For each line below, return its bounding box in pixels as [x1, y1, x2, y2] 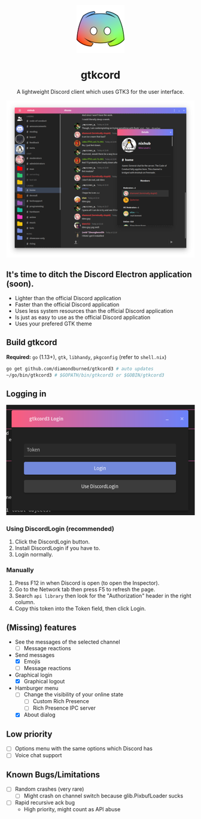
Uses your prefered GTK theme [14, 320, 92, 327]
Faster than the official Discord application [14, 301, 120, 308]
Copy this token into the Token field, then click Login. [14, 605, 147, 612]
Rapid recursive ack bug [14, 799, 75, 806]
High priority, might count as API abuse [23, 806, 121, 813]
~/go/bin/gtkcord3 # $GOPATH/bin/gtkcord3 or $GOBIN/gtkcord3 [6, 372, 165, 378]
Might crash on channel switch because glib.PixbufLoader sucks [23, 792, 184, 800]
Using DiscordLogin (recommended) [6, 524, 115, 533]
